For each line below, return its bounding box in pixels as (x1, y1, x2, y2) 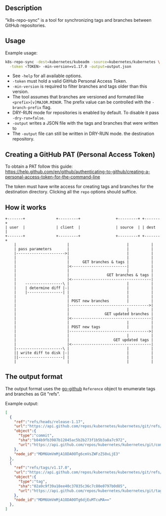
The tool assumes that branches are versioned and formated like (12, 94, 144, 100)
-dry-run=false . (12, 115, 45, 121)
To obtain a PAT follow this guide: (5, 163, 73, 170)
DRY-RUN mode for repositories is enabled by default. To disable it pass (12, 110, 159, 116)
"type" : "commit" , (18, 433, 54, 438)
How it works (5, 203, 46, 212)
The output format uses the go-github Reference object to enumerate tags (5, 385, 156, 391)
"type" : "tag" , (18, 479, 48, 484)
